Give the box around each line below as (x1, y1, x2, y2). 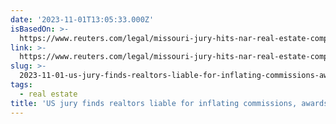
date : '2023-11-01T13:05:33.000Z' (10, 14, 155, 25)
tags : (10, 80, 33, 90)
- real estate (19, 89, 78, 99)
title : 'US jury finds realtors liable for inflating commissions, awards (10, 98, 329, 108)
